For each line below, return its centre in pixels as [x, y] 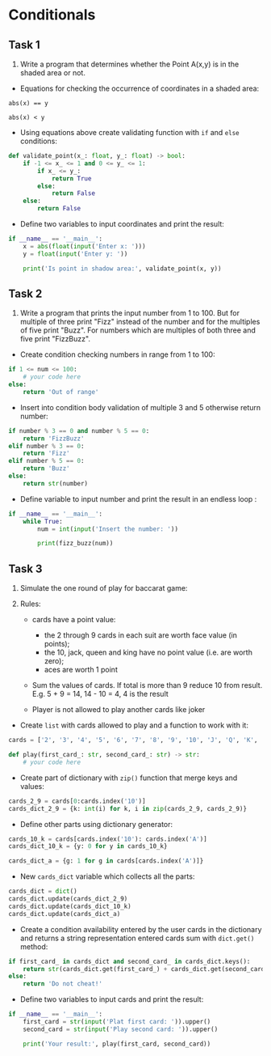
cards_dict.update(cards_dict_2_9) [68, 899]
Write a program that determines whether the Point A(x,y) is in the [129, 64]
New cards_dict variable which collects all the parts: [107, 876]
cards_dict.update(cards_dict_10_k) [70, 906]
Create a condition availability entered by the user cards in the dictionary [141, 929]
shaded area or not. [53, 73]
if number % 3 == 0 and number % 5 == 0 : [79, 430]
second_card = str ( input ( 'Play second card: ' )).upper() [121, 1029]
